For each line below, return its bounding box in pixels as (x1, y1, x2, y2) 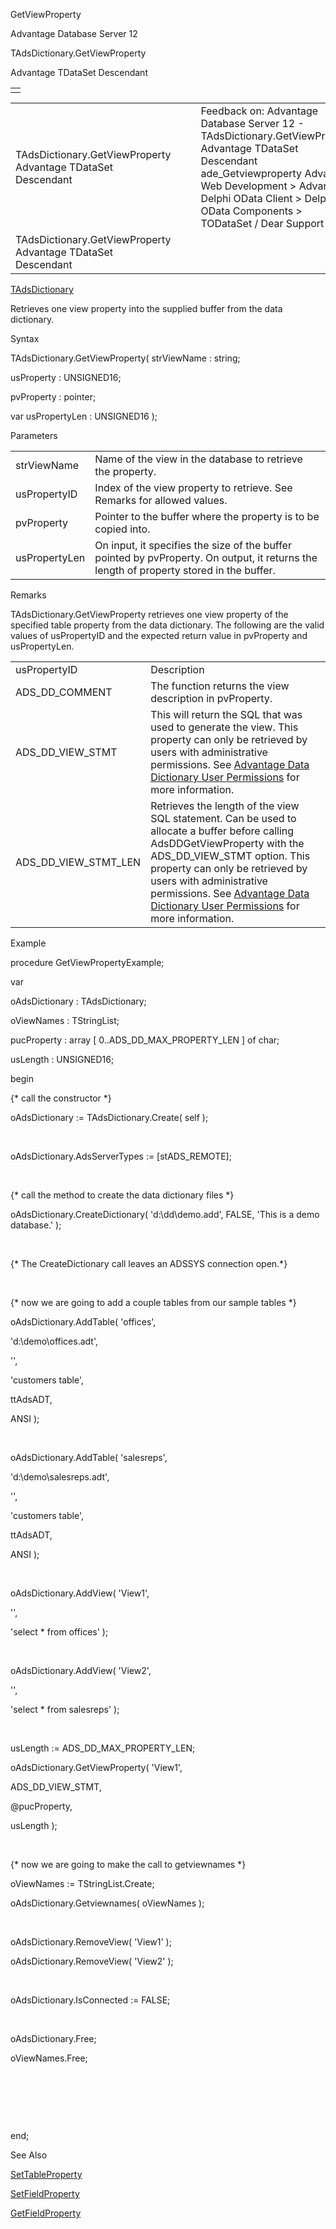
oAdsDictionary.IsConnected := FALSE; (10, 1994, 171, 2006)
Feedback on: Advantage (200, 104, 319, 118)
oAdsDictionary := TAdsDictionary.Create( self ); (10, 1112, 209, 1123)
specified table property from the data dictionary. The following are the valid (10, 619, 325, 631)
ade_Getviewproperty (200, 167, 303, 180)
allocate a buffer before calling (150, 824, 295, 838)
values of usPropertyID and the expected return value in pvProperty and (10, 630, 308, 641)
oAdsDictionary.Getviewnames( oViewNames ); (10, 1897, 205, 1909)
